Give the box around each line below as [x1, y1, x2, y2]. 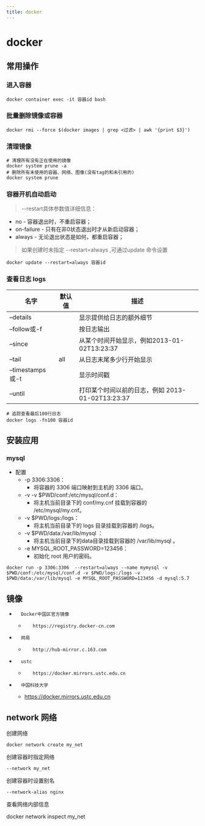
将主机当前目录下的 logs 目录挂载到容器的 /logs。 [33, 522, 157, 529]
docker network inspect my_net [6, 813, 85, 820]
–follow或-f [9, 324, 43, 333]
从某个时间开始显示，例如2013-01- [79, 336, 184, 345]
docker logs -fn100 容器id [6, 417, 73, 423]
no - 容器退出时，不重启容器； [15, 218, 92, 225]
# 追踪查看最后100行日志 [6, 411, 61, 417]
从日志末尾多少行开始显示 [79, 355, 153, 364]
